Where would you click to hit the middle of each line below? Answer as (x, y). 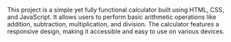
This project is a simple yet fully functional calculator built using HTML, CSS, (116, 10)
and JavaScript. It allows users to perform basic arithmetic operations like (112, 17)
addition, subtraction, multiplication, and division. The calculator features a (113, 24)
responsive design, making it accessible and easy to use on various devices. (116, 31)
